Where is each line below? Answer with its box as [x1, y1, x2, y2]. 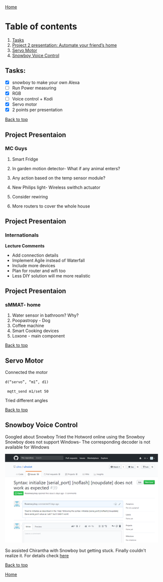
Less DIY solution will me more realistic [12, 273, 91, 278]
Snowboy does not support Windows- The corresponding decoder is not [5, 439, 150, 445]
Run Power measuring [12, 85, 57, 91]
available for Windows [5, 444, 49, 450]
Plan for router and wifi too [12, 268, 66, 274]
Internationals [5, 232, 39, 239]
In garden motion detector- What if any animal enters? [12, 165, 120, 171]
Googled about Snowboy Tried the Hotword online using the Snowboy [5, 434, 145, 439]
